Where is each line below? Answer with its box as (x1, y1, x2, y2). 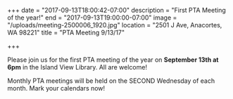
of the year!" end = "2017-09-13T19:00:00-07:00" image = (7, 13, 177, 22)
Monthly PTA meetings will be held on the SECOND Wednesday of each (7, 77, 215, 85)
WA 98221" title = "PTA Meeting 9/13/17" (7, 28, 125, 37)
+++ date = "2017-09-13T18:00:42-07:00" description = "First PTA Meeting (7, 6, 227, 14)
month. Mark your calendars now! (7, 84, 106, 92)
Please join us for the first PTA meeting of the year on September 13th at (7, 55, 219, 64)
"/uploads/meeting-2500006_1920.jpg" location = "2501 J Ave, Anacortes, (7, 21, 222, 29)
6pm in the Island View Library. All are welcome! (7, 63, 148, 71)
